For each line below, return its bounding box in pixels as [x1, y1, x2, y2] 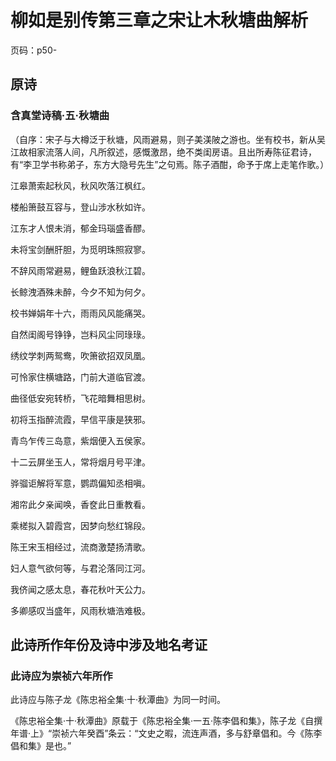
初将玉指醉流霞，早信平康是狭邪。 [10, 413, 151, 425]
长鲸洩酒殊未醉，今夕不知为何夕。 [10, 286, 151, 298]
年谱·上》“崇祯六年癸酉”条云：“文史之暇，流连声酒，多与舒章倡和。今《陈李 [10, 727, 323, 740]
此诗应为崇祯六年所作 [10, 669, 113, 683]
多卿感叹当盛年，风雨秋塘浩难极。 [10, 604, 151, 616]
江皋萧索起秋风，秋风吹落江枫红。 [10, 179, 151, 191]
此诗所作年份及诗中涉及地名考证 [10, 637, 208, 654]
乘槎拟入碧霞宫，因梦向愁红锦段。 [10, 519, 151, 531]
